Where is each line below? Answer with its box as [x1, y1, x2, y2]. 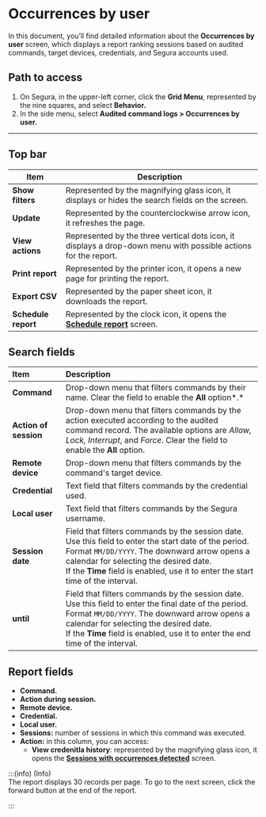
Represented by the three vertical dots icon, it [65, 230, 235, 241]
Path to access [8, 71, 83, 84]
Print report [12, 267, 57, 278]
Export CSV [12, 290, 58, 301]
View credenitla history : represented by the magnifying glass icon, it [31, 745, 257, 754]
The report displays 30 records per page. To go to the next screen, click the [8, 777, 256, 787]
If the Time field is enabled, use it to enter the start [65, 566, 254, 577]
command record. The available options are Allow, [65, 425, 252, 436]
